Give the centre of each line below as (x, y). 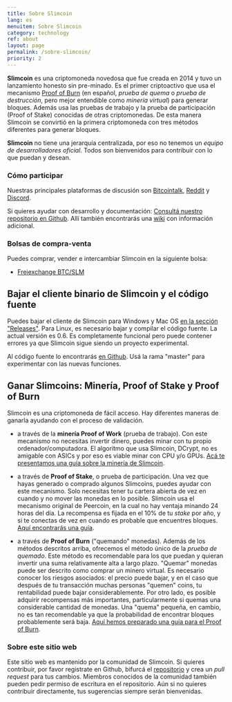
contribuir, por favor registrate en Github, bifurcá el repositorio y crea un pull (116, 670)
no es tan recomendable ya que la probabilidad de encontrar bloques (115, 614)
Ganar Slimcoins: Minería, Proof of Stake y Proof (113, 386)
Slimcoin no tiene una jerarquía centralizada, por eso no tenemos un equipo (115, 143)
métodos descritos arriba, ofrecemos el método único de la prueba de (117, 548)
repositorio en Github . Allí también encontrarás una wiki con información (110, 219)
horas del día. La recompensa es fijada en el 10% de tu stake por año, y (119, 513)
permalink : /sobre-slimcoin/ (49, 52)
